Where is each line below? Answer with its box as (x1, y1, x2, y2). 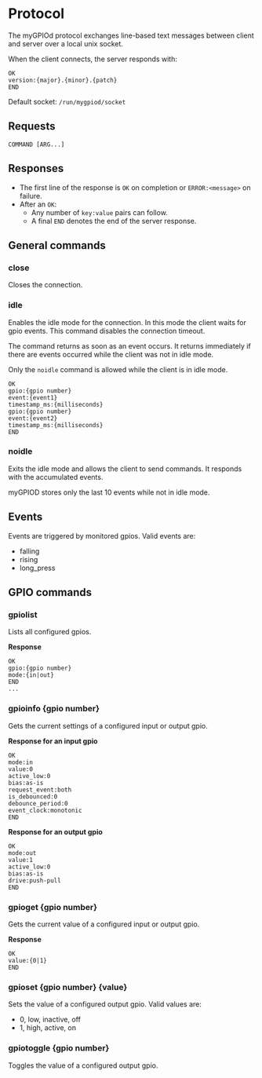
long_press (19, 563, 56, 572)
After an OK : (19, 199, 57, 209)
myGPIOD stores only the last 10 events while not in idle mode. (8, 488, 210, 497)
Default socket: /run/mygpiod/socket (8, 97, 126, 106)
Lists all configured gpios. (8, 627, 92, 637)
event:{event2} (8, 414, 58, 422)
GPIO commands (8, 586, 93, 599)
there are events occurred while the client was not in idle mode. (8, 349, 214, 359)
